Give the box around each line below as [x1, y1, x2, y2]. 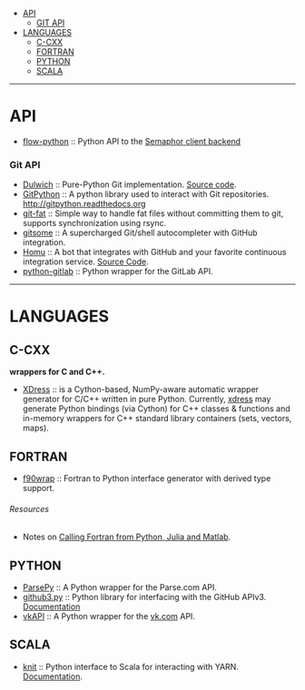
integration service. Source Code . [22, 256, 149, 267]
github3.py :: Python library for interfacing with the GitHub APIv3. [22, 592, 267, 603]
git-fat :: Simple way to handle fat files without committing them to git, [22, 208, 284, 219]
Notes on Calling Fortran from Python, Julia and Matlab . [22, 531, 231, 543]
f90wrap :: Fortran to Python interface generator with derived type [22, 473, 271, 484]
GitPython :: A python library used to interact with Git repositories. [22, 189, 270, 200]
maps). [22, 422, 50, 434]
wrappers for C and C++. [9, 367, 105, 378]
